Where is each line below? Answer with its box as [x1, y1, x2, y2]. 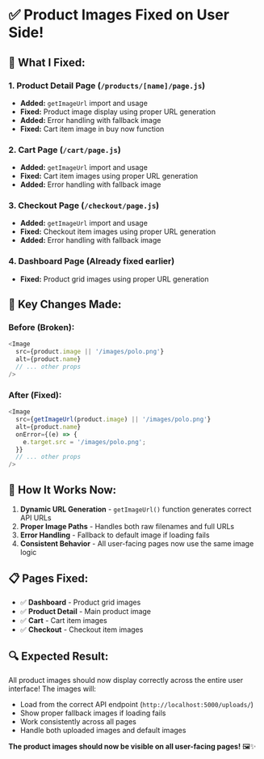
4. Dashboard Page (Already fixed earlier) [8, 256, 175, 267]
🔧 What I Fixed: [8, 55, 86, 70]
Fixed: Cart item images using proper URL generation [19, 172, 199, 181]
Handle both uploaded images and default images [19, 725, 186, 735]
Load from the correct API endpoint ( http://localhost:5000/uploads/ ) [19, 699, 254, 709]
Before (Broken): [8, 322, 75, 333]
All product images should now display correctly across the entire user [8, 675, 244, 685]
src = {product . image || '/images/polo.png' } [15, 348, 164, 356]
